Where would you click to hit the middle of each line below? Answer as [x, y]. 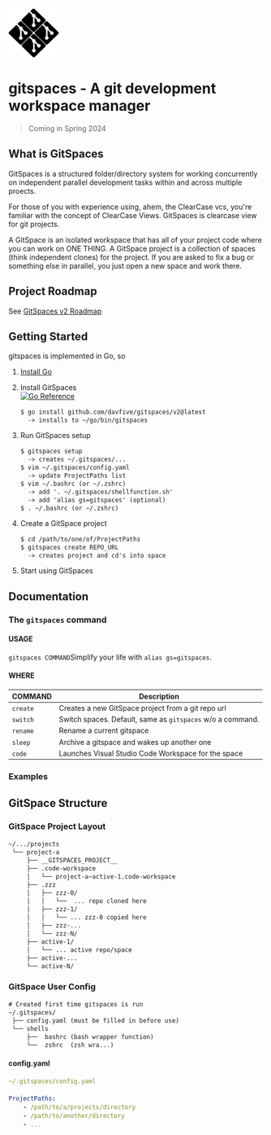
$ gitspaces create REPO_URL [69, 548]
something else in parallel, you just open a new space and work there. [125, 265]
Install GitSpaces [48, 388]
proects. [22, 191]
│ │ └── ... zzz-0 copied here [87, 917]
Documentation [49, 596]
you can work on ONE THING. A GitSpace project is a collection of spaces [132, 248]
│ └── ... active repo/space [79, 950]
